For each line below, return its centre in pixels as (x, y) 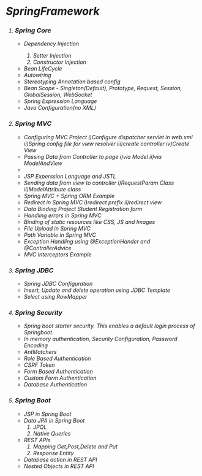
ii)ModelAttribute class (52, 189)
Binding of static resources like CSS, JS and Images (89, 221)
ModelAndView (43, 163)
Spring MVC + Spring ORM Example (69, 196)
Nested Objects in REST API (59, 466)
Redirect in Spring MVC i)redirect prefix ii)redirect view (93, 202)
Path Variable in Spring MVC (60, 235)
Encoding (36, 345)
